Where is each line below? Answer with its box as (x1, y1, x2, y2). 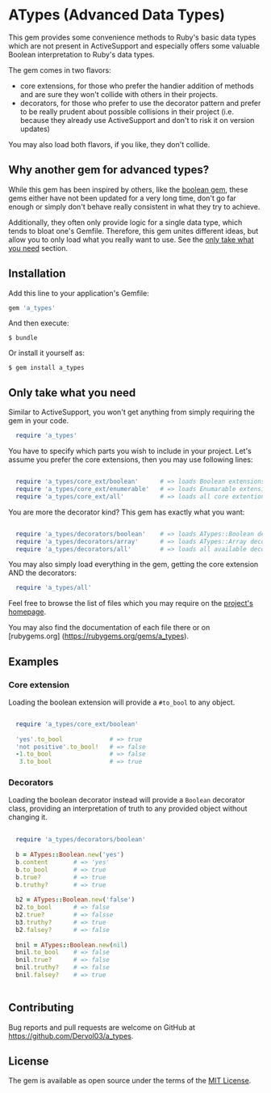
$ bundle (8, 334, 38, 342)
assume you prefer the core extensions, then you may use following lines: (8, 455, 253, 464)
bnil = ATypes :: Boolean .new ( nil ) (15, 941, 128, 949)
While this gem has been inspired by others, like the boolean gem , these (8, 184, 248, 194)
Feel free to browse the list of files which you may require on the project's (8, 599, 254, 608)
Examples (8, 655, 59, 668)
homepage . (8, 607, 47, 616)
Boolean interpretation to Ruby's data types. (8, 49, 155, 59)
